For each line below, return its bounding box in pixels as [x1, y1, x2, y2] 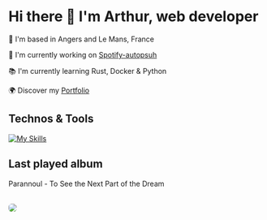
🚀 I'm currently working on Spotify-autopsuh [8, 50, 157, 59]
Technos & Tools [8, 112, 94, 126]
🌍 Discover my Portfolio [8, 85, 90, 95]
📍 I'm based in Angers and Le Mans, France [8, 34, 155, 44]
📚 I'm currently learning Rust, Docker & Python [8, 66, 167, 75]
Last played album [8, 157, 103, 171]
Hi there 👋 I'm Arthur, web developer [8, 7, 259, 26]
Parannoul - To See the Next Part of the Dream [8, 179, 165, 188]
